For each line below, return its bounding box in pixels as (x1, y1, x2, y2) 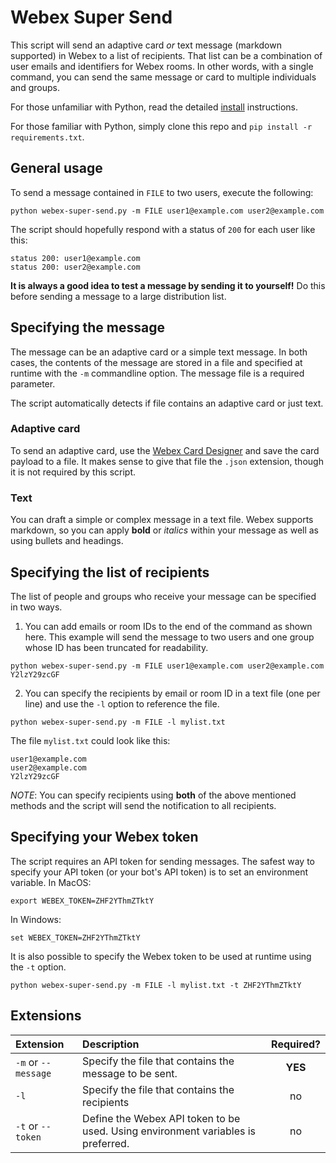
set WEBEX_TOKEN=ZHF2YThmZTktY (10, 932, 141, 943)
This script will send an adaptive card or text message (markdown (10, 39, 282, 51)
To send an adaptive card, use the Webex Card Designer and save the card (10, 444, 320, 456)
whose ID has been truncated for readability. (24, 641, 209, 653)
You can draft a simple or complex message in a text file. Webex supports (10, 514, 314, 526)
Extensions (10, 1007, 82, 1025)
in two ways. (10, 601, 63, 613)
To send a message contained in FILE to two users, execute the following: (10, 186, 314, 198)
